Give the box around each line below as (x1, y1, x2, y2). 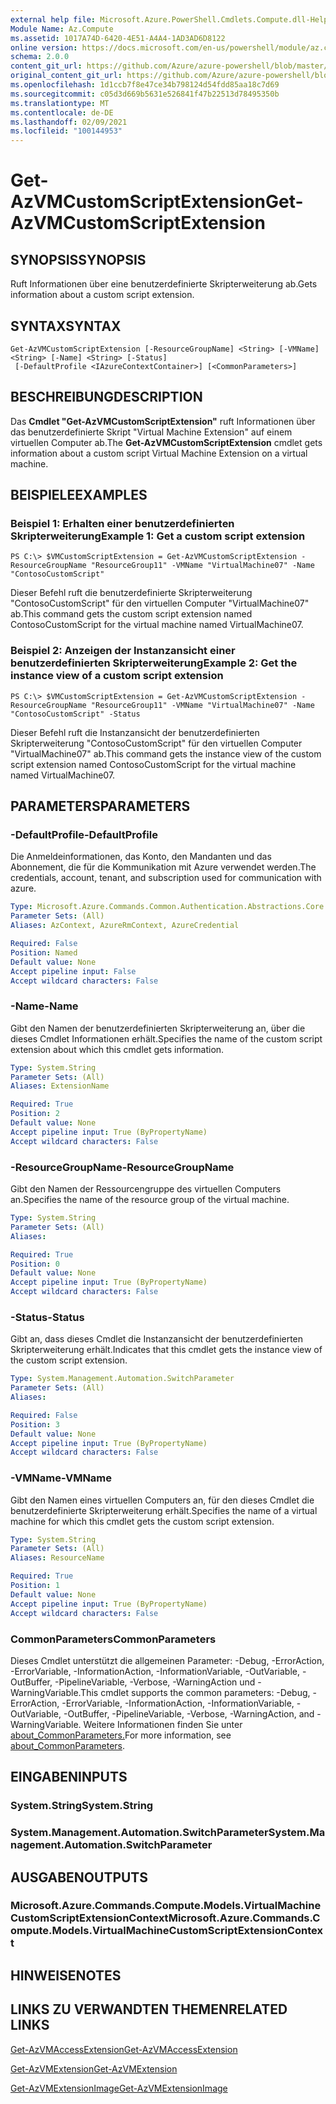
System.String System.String (10, 1799, 154, 1813)
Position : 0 (10, 1259, 60, 1269)
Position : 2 (10, 1109, 60, 1119)
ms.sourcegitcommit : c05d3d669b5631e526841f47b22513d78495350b (10, 89, 280, 99)
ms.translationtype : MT (10, 98, 110, 108)
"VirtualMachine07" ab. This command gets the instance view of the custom (10, 747, 322, 760)
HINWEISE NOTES (10, 1967, 122, 1984)
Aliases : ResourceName (10, 1553, 105, 1563)
